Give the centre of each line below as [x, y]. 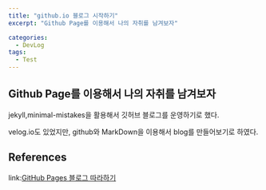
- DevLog [30, 45]
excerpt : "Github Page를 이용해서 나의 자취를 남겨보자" [93, 23]
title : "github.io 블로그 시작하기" [63, 16]
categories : [28, 38]
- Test [26, 60]
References [38, 158]
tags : [17, 53]
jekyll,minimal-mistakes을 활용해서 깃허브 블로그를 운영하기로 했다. [114, 115]
